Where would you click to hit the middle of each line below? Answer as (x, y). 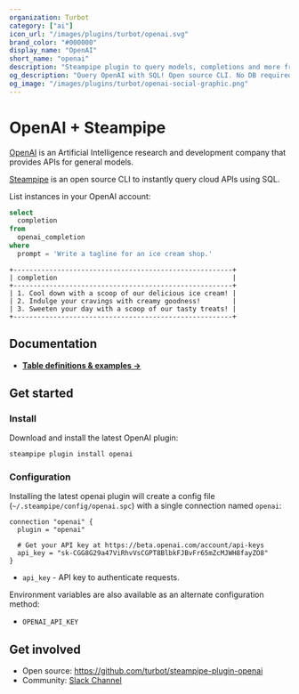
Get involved (45, 649)
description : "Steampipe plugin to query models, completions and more (145, 68)
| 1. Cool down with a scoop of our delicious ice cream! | (123, 293)
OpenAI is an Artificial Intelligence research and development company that (148, 152)
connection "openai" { (51, 522)
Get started (41, 394)
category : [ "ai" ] (41, 26)
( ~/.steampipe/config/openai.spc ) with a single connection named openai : (145, 506)
